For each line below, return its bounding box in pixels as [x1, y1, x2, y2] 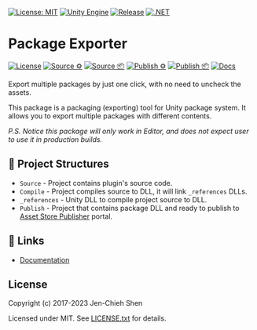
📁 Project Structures [8, 158, 109, 171]
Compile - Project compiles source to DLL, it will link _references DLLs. [19, 187, 248, 196]
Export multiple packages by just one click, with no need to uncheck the [8, 79, 242, 89]
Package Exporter [8, 35, 128, 53]
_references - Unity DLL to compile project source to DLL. [19, 194, 207, 204]
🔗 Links [8, 234, 45, 248]
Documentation [19, 255, 70, 264]
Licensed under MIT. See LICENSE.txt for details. [8, 314, 167, 323]
